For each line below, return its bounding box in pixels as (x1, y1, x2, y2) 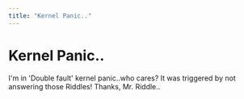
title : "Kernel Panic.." (8, 11, 92, 20)
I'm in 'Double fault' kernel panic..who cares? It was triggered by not (8, 73, 236, 83)
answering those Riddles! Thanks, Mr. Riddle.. (8, 81, 161, 91)
